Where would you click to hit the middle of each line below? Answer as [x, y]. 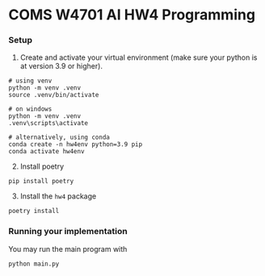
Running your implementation [68, 232]
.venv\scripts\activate [48, 123]
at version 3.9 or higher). [61, 66]
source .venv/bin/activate [54, 95]
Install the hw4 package [58, 196]
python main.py [34, 264]
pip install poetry [41, 182]
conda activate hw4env [46, 152]
